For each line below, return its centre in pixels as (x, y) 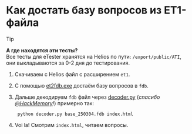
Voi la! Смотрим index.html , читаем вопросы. (71, 125)
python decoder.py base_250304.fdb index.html (75, 114)
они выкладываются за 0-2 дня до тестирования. (68, 63)
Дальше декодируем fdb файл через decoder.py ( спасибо (87, 97)
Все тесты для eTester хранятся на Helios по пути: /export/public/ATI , (94, 56)
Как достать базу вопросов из (84, 10)
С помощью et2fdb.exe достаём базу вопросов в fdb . (81, 85)
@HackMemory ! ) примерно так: (54, 103)
